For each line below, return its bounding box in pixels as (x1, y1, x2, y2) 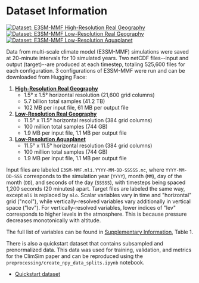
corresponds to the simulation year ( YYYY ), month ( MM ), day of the (23, 172, 182, 179)
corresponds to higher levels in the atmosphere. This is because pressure (6, 210, 187, 217)
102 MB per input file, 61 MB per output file (23, 104, 129, 111)
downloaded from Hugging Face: (6, 73, 88, 80)
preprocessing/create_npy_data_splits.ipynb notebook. (6, 259, 145, 266)
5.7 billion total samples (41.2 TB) (23, 97, 105, 105)
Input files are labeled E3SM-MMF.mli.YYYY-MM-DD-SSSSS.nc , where (6, 166, 165, 173)
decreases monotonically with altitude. (6, 216, 101, 224)
